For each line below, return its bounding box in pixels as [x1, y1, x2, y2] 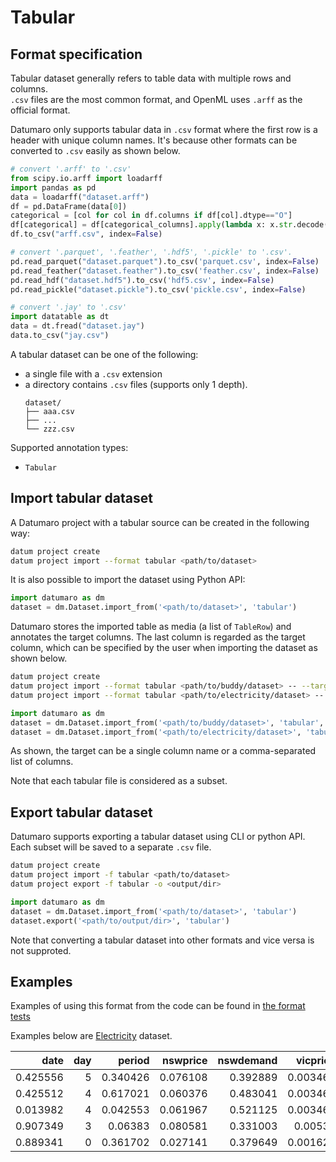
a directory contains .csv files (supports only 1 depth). [24, 378, 248, 390]
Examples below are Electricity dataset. [10, 1030, 173, 1042]
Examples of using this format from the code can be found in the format [10, 1000, 306, 1012]
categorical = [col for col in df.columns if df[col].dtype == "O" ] [10, 211, 293, 221]
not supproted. [10, 944, 72, 956]
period [118, 1054, 150, 1068]
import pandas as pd [10, 182, 97, 193]
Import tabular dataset [10, 490, 153, 507]
